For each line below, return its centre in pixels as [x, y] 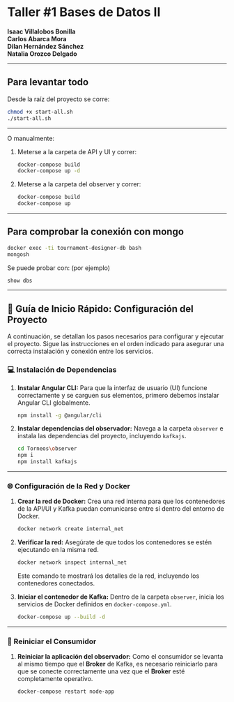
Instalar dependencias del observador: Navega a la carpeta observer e [120, 428]
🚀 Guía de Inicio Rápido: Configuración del [100, 309]
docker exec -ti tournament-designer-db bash [74, 248]
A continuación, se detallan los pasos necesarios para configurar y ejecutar [116, 336]
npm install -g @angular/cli [60, 415]
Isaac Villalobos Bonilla [41, 31]
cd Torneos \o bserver [47, 449]
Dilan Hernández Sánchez [46, 46]
